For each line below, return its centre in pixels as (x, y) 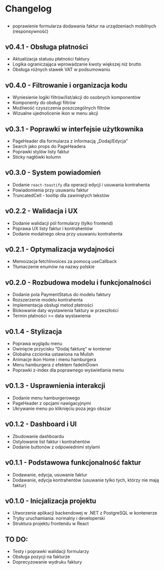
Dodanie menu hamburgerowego (46, 397)
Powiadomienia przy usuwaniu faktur (50, 190)
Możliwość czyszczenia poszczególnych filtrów (61, 108)
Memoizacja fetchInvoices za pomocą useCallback (65, 261)
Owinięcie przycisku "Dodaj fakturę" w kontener (62, 349)
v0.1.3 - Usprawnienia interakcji (55, 386)
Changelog (28, 9)
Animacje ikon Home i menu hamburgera (54, 359)
